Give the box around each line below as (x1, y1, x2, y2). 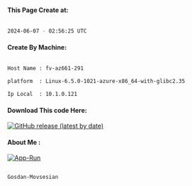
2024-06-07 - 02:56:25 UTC (7, 28, 87, 35)
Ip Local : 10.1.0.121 (7, 91, 78, 98)
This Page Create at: (7, 6, 69, 14)
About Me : (7, 138, 41, 146)
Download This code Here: (7, 106, 87, 114)
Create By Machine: (7, 43, 67, 51)
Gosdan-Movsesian (7, 174, 59, 181)
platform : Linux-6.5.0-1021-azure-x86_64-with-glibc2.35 (7, 78, 186, 85)
